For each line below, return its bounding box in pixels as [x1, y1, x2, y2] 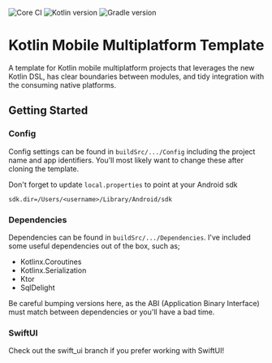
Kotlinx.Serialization [19, 265, 87, 275]
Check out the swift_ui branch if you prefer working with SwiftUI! [8, 346, 225, 356]
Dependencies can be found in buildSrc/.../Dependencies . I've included [8, 232, 252, 242]
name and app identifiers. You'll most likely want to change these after [8, 155, 244, 165]
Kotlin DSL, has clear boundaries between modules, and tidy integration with [8, 71, 265, 81]
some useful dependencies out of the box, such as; [8, 240, 180, 251]
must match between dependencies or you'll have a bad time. [8, 307, 215, 317]
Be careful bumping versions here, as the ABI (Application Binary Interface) [8, 298, 260, 308]
